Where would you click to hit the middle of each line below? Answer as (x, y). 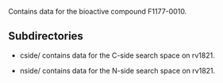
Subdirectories (46, 36)
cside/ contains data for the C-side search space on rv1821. (117, 55)
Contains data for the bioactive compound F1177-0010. (98, 11)
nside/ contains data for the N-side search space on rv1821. (117, 70)
